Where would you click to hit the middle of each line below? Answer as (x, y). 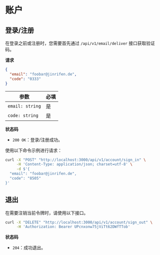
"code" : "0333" (25, 79)
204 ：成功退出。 (29, 247)
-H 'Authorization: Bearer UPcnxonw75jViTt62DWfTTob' (73, 227)
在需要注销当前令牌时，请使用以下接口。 (47, 212)
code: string (23, 115)
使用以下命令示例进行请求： (34, 150)
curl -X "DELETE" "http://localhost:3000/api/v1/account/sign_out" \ (79, 222)
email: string (24, 106)
